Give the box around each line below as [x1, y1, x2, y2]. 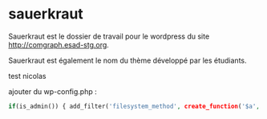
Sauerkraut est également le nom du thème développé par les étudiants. [8, 55, 247, 65]
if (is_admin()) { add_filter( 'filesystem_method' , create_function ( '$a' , [8, 102, 261, 110]
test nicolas [8, 71, 47, 80]
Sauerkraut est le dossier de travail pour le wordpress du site [8, 31, 210, 41]
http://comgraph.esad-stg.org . [8, 39, 110, 49]
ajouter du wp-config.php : [8, 86, 98, 96]
